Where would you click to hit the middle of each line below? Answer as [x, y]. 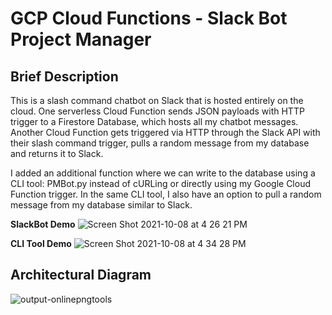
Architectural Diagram [81, 275]
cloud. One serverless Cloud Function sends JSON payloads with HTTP [157, 111]
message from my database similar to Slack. [101, 205]
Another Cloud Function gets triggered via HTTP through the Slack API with [165, 132]
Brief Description [64, 76]
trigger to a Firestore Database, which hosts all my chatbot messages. [154, 121]
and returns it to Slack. [57, 153]
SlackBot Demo [43, 224]
